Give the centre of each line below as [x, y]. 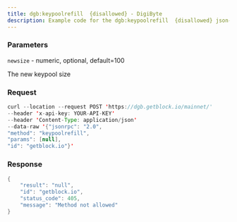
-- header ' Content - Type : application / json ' [72, 120]
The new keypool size [39, 74]
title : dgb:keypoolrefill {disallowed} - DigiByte [85, 14]
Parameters [28, 45]
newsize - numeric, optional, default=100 [66, 60]
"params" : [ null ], [34, 140]
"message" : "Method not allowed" [69, 205]
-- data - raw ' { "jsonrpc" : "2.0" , [55, 127]
